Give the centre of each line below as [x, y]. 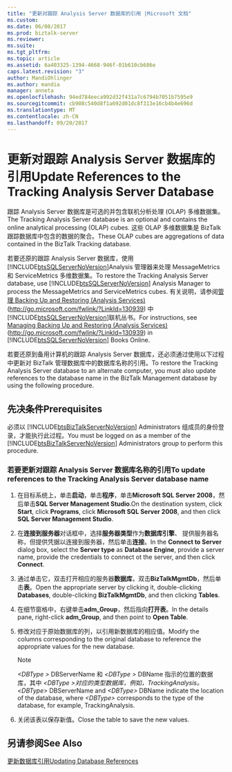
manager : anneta [30, 91]
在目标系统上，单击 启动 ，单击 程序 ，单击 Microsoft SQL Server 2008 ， [118, 495]
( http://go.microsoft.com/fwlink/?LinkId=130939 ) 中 [80, 309]
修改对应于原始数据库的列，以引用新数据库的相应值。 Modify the [108, 631]
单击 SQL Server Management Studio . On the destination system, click [123, 504]
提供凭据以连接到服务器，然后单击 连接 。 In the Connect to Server [129, 542]
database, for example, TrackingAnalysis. [76, 705]
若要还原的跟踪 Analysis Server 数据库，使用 [70, 258]
